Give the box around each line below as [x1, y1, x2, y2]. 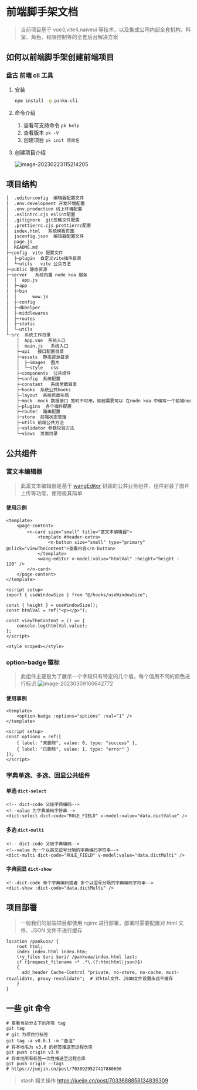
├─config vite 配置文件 [6, 250, 63, 256]
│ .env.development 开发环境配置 [6, 201, 85, 207]
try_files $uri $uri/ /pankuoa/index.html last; [16, 954, 138, 960]
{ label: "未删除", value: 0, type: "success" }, [16, 740, 138, 746]
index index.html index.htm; [16, 949, 88, 954]
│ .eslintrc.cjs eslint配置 [6, 212, 76, 217]
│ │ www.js [6, 294, 49, 300]
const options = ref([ [6, 734, 62, 740]
